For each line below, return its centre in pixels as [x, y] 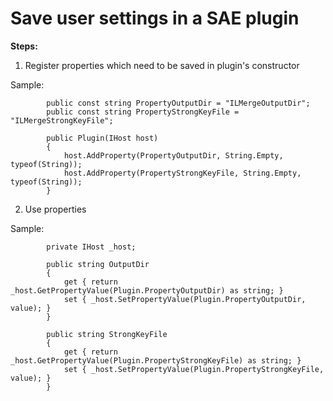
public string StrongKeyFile [107, 334]
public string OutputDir [98, 264]
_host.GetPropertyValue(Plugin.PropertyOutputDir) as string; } [147, 290]
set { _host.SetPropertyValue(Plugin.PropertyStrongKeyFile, [194, 369]
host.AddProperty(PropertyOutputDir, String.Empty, [173, 155]
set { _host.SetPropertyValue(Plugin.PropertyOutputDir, [185, 299]
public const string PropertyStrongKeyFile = [143, 112]
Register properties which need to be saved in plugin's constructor [162, 65]
